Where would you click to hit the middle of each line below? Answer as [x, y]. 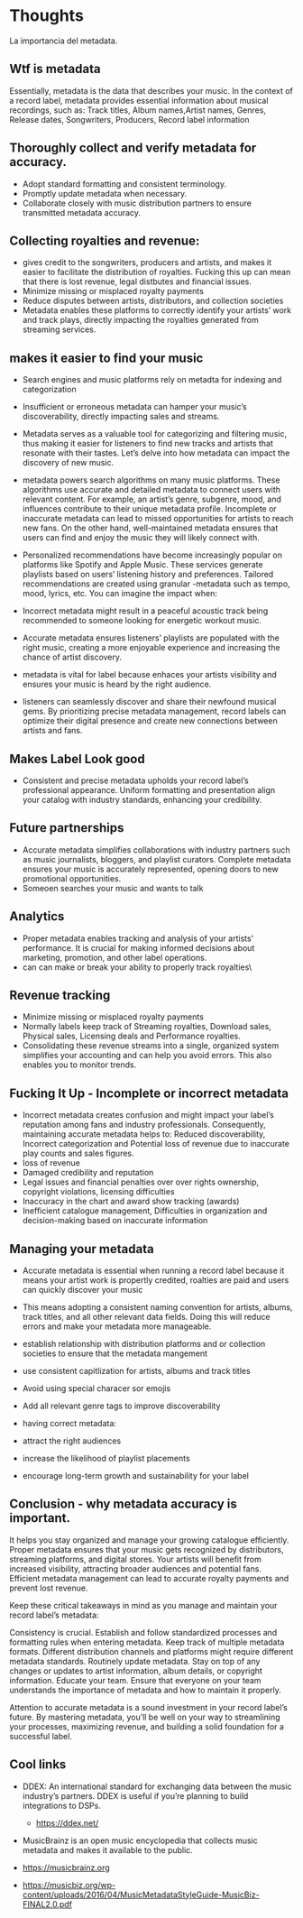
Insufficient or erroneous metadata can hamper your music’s [134, 407]
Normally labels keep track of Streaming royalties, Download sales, [147, 1027]
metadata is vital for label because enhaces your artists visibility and [149, 675]
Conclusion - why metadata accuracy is [123, 1504]
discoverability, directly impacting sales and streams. [121, 417]
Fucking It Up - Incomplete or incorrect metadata [149, 1093]
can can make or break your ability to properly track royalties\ [137, 967]
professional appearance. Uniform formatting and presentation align [149, 790]
